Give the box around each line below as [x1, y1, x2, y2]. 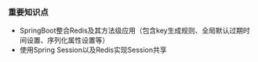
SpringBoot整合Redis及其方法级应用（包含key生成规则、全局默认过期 [19, 26, 243, 36]
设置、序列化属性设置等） [26, 36, 110, 45]
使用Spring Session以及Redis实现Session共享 [19, 45, 167, 55]
